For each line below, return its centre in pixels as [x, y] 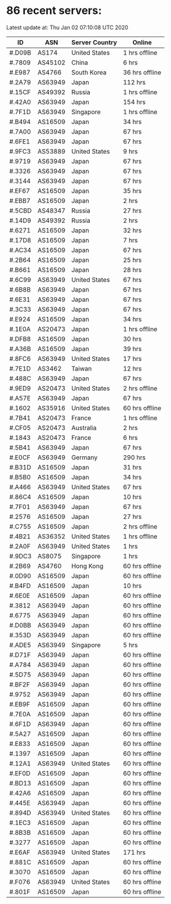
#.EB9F [20, 704]
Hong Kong [87, 566]
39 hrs [132, 349]
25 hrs [132, 260]
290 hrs [134, 457]
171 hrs [134, 852]
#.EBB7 [20, 200]
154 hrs [134, 102]
